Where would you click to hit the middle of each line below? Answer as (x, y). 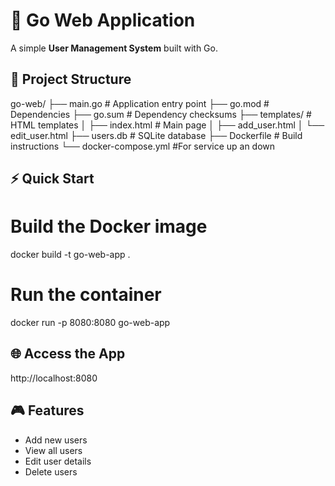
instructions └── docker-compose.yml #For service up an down (143, 146)
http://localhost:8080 (54, 378)
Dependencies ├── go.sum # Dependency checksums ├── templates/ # (161, 114)
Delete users (51, 471)
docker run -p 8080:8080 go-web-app (90, 323)
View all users (53, 450)
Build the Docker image (109, 226)
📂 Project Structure (71, 79)
